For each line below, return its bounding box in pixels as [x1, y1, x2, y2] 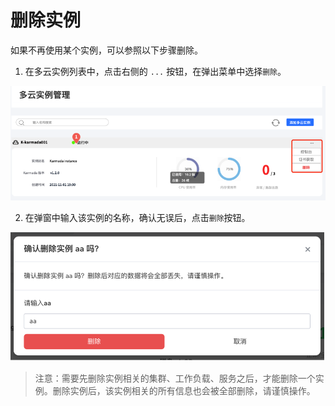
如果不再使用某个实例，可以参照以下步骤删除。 [10, 44, 203, 56]
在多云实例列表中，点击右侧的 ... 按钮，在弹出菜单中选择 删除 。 [24, 65, 287, 77]
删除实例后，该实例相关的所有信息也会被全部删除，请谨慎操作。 [52, 384, 316, 396]
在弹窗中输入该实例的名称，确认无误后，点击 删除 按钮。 [24, 211, 251, 223]
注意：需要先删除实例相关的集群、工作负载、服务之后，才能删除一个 [34, 372, 316, 384]
